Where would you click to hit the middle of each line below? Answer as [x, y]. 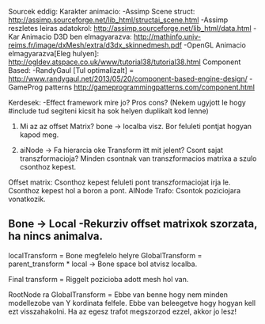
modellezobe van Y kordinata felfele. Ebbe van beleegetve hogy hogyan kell [132, 303]
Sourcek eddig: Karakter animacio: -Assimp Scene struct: [102, 11]
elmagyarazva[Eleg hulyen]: [54, 53]
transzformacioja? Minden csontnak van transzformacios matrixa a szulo [138, 158]
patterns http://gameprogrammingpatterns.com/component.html [150, 87]
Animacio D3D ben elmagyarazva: [76, 36]
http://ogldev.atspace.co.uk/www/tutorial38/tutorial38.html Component [125, 62]
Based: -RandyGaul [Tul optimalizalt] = [71, 70]
